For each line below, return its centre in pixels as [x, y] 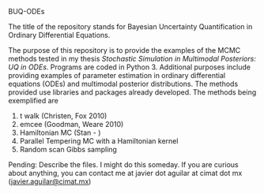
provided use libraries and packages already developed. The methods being [132, 92]
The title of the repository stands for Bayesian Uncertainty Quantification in [130, 26]
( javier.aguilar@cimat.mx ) [50, 181]
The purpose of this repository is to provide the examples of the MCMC [124, 50]
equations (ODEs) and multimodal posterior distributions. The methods [123, 84]
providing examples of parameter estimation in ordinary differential [117, 75]
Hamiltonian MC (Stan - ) [60, 132]
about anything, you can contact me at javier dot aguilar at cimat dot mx [125, 173]
